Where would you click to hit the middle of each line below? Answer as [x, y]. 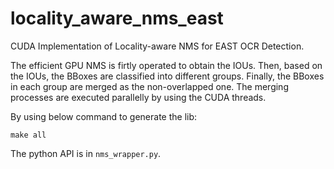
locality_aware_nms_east [117, 18]
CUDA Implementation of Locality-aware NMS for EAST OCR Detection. [157, 46]
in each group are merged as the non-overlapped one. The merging [149, 86]
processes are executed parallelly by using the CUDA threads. [138, 97]
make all [28, 135]
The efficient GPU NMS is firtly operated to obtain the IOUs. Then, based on [166, 65]
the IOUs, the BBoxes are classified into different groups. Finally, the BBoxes [167, 76]
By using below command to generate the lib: [104, 116]
